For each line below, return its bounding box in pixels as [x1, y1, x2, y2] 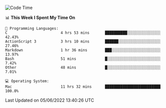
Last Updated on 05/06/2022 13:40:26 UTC [5, 97, 94, 103]
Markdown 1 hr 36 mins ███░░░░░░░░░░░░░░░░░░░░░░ [5, 48, 161, 53]
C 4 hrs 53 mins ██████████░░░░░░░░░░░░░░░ [5, 30, 161, 35]
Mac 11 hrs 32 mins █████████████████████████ [5, 84, 161, 89]
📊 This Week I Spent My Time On [5, 15, 75, 20]
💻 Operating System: [5, 79, 50, 84]
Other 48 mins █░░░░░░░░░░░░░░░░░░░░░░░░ [5, 65, 161, 70]
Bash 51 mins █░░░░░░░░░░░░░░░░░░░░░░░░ [5, 56, 161, 61]
